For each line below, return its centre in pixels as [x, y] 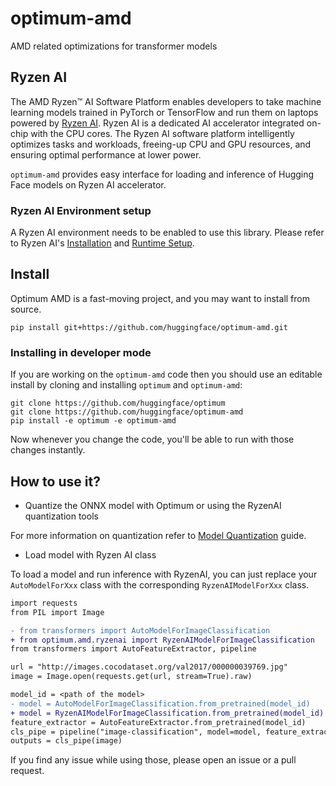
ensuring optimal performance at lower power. [106, 154]
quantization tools [61, 516]
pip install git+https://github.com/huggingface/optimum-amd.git [149, 327]
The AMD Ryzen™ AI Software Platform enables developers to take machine [166, 101]
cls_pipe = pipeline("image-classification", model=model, [136, 732]
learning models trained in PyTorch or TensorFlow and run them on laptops [164, 112]
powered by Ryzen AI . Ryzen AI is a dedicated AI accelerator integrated [157, 123]
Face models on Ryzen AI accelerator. [88, 184]
